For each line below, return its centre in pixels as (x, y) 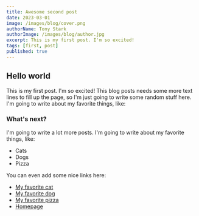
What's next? (26, 119)
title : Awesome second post (42, 12)
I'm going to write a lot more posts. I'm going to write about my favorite (95, 132)
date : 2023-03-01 (28, 18)
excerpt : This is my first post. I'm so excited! (71, 40)
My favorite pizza (37, 200)
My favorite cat (34, 187)
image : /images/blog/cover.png (46, 23)
